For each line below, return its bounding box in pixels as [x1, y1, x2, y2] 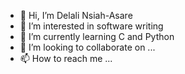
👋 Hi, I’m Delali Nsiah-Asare [19, 10, 133, 21]
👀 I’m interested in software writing [19, 20, 164, 32]
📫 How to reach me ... [19, 53, 113, 64]
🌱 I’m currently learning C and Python [19, 31, 175, 42]
